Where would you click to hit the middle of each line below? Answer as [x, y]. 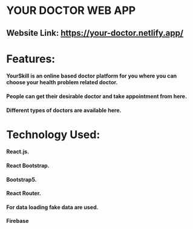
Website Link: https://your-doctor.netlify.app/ [95, 33]
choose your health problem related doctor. [62, 82]
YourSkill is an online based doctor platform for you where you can [92, 76]
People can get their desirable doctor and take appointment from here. [97, 96]
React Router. [24, 193]
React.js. [18, 151]
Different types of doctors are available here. [64, 110]
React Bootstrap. [28, 165]
